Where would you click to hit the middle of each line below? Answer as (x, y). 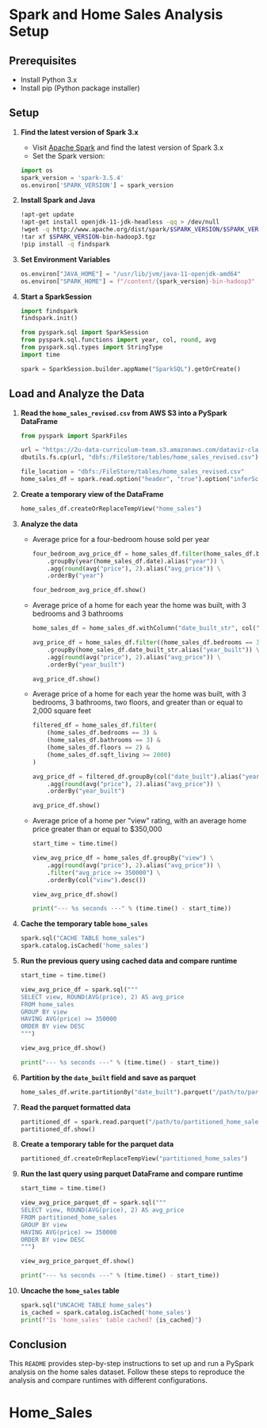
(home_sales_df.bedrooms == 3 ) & (102, 733)
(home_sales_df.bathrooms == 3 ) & (104, 740)
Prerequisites (43, 61)
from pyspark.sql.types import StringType (92, 347)
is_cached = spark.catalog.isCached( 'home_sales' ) (106, 1312)
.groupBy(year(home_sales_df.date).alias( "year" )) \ (136, 561)
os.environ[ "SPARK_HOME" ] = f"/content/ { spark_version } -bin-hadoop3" (138, 281)
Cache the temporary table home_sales (84, 924)
